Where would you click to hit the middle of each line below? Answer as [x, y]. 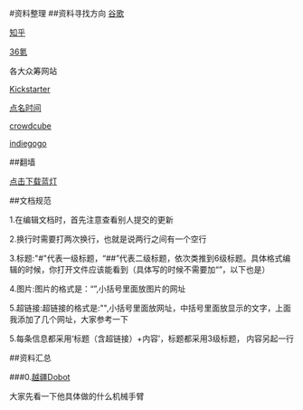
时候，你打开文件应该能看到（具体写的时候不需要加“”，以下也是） [147, 269]
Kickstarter [30, 89]
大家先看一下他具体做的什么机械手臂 [77, 396]
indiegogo [28, 143]
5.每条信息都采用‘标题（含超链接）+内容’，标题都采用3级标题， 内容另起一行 [152, 338]
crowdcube [30, 126]
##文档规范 [30, 200]
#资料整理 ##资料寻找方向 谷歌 [67, 13]
